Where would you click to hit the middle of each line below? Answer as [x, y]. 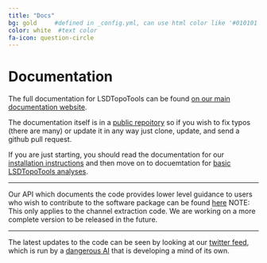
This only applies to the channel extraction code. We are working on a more [132, 212]
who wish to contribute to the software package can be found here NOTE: [129, 203]
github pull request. [40, 139]
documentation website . [48, 107]
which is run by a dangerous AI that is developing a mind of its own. [119, 251]
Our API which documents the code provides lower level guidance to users [130, 194]
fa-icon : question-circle [51, 38]
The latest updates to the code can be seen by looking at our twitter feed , [129, 242]
